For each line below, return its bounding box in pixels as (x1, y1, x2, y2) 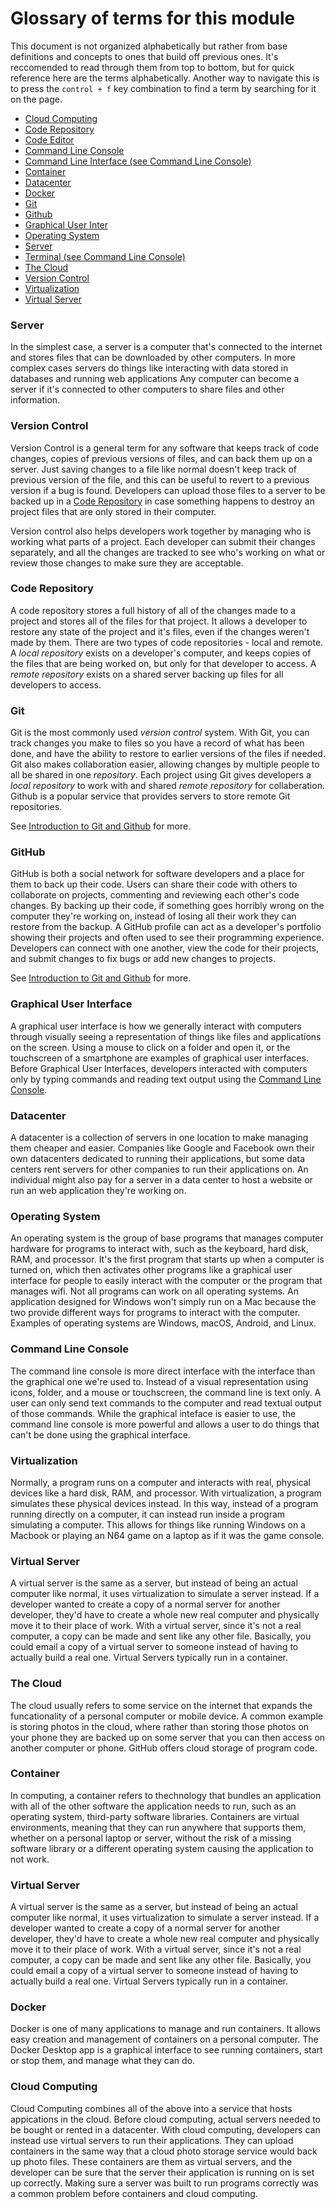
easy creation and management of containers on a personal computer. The (10, 2033, 319, 2046)
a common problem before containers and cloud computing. (10, 2187, 258, 2199)
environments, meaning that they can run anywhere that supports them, (10, 1821, 307, 1833)
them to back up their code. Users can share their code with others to (10, 878, 298, 891)
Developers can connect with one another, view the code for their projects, (10, 942, 320, 954)
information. (10, 394, 61, 406)
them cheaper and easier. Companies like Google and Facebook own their (10, 1142, 315, 1154)
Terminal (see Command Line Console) (24, 250, 186, 262)
